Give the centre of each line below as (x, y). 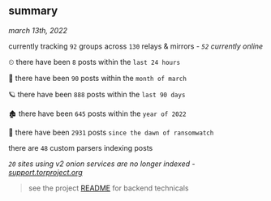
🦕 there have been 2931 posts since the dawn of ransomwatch (111, 132)
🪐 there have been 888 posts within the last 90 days (97, 94)
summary (33, 11)
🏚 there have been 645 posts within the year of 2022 (97, 113)
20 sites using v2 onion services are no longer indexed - (102, 164)
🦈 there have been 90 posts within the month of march (97, 78)
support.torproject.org (45, 172)
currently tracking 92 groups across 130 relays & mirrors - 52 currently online (136, 46)
